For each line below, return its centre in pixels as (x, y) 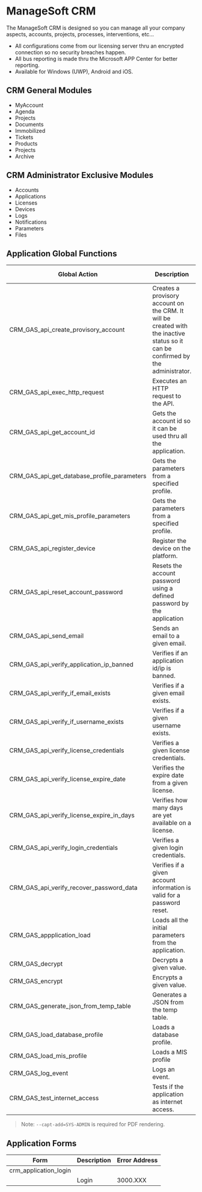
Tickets (24, 137)
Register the (169, 541)
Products (26, 144)
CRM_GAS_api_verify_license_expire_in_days (72, 816)
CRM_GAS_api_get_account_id (52, 433)
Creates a (166, 288)
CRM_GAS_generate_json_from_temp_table (70, 1006)
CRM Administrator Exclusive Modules (80, 175)
